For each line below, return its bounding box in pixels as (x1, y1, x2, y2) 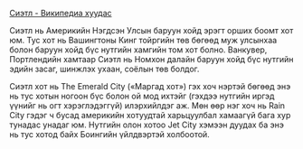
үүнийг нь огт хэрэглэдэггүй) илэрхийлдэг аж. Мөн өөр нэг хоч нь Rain (9, 100, 286, 111)
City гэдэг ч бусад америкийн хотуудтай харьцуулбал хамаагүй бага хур (9, 110, 291, 120)
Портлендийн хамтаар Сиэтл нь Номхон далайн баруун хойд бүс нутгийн (9, 54, 294, 64)
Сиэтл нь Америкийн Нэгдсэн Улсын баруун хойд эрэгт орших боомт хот (9, 25, 294, 35)
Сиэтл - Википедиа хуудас (9, 8, 112, 18)
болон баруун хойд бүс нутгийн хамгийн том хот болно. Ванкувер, (9, 44, 268, 55)
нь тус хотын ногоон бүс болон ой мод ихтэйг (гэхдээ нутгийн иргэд (9, 90, 275, 101)
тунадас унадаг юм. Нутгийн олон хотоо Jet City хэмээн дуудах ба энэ (9, 119, 285, 130)
